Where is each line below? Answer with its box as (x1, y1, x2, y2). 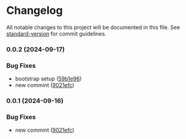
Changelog (6, 4, 63, 18)
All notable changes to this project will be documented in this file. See (6, 24, 181, 31)
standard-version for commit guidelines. (6, 30, 107, 37)
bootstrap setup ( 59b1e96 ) (15, 75, 82, 82)
